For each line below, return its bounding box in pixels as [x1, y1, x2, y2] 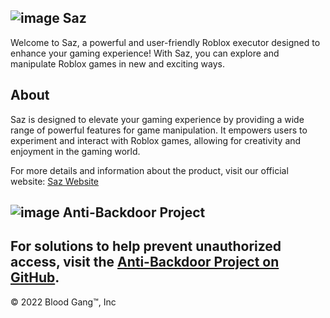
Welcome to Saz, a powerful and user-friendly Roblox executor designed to [10, 36, 321, 48]
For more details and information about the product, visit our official [10, 164, 289, 176]
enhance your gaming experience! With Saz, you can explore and [10, 47, 280, 59]
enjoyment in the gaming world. [10, 145, 141, 157]
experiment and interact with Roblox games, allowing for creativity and [10, 134, 302, 146]
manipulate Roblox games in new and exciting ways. [10, 57, 226, 70]
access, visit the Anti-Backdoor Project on [10, 254, 280, 271]
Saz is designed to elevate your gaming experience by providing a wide [10, 113, 305, 125]
